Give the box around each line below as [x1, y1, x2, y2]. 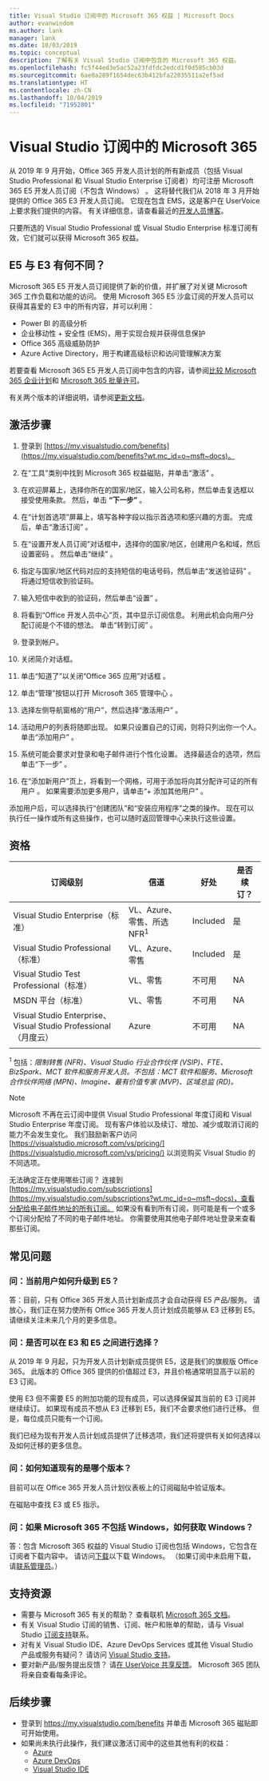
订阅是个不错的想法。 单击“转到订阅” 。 [27, 620, 158, 629]
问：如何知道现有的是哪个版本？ [9, 1462, 133, 1474]
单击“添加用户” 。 [20, 732, 79, 741]
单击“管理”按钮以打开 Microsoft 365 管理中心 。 [20, 688, 178, 697]
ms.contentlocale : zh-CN [9, 86, 92, 94]
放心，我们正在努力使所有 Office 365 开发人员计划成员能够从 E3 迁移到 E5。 [9, 1306, 260, 1315]
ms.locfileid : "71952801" [9, 101, 95, 109]
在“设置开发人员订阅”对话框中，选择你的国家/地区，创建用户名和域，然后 [20, 539, 261, 548]
